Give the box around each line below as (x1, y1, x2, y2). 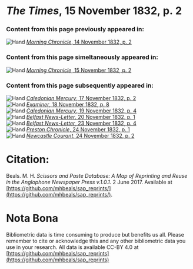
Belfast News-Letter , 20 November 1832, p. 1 (26, 114, 135, 121)
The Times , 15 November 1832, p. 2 (6, 4, 182, 18)
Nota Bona (6, 212, 59, 225)
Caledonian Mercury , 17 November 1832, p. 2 (26, 95, 137, 102)
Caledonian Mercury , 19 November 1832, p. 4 (26, 107, 137, 114)
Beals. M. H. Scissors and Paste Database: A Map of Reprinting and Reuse (6, 172, 188, 180)
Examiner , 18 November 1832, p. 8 (26, 101, 110, 108)
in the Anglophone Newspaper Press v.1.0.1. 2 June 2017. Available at (6, 178, 172, 186)
